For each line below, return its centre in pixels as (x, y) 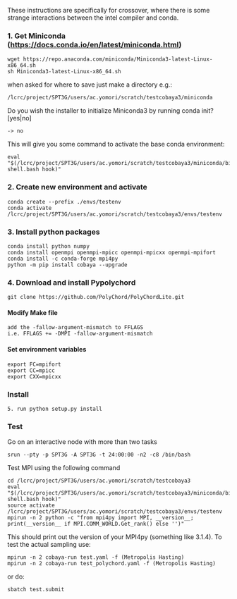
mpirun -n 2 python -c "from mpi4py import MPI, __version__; (101, 518)
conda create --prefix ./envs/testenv (64, 202)
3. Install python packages (54, 232)
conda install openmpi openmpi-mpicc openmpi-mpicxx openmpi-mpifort (112, 252)
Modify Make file (32, 312)
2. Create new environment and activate (78, 187)
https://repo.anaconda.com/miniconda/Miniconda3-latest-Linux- (118, 59)
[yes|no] (19, 118)
